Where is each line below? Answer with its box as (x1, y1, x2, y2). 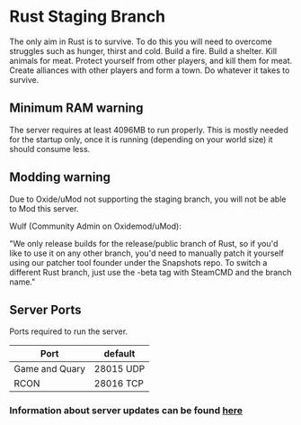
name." (9, 276, 36, 287)
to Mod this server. (9, 203, 79, 213)
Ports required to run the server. (9, 326, 128, 337)
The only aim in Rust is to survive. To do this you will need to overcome (9, 36, 272, 47)
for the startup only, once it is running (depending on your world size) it (9, 133, 273, 145)
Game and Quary (13, 363, 86, 375)
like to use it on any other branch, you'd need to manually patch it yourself (9, 248, 285, 258)
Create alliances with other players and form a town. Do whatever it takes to (9, 65, 290, 76)
